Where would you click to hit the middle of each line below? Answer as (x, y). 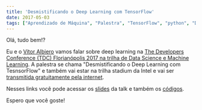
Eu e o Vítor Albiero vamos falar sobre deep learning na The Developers (95, 52)
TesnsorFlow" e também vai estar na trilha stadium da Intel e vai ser (90, 71)
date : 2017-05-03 (28, 17)
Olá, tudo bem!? (26, 40)
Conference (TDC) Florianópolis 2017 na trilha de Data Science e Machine (98, 58)
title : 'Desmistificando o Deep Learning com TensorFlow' (80, 12)
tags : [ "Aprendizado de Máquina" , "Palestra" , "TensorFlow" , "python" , (98, 23)
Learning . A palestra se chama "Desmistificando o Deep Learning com (93, 64)
